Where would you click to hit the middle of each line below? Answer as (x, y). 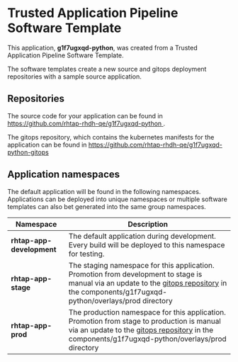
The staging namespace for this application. (141, 265)
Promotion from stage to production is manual (144, 321)
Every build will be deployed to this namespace (147, 244)
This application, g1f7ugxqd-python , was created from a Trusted (102, 47)
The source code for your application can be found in (85, 115)
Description (148, 224)
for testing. (86, 254)
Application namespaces (64, 175)
